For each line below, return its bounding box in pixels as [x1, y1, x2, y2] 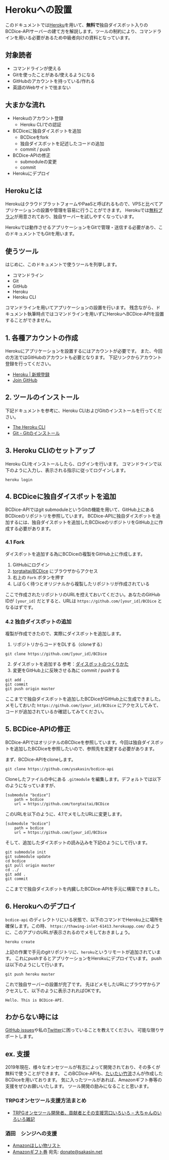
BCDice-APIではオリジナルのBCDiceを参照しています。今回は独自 [5, 739, 142, 745]
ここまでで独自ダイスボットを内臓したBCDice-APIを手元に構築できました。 [5, 885, 162, 892]
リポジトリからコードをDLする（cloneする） [12, 641, 105, 647]
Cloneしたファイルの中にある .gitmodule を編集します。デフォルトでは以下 [5, 776, 161, 782]
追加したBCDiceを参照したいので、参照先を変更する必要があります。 [14, 745, 157, 752]
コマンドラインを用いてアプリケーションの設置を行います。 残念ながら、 [5, 304, 156, 311]
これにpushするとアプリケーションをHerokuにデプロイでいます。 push [15, 955, 162, 961]
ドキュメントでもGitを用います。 [9, 231, 77, 237]
